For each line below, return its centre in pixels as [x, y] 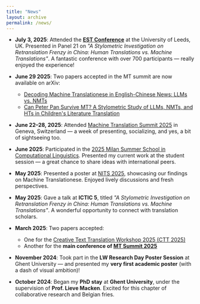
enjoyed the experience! [44, 65]
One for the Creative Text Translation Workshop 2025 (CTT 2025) [105, 240]
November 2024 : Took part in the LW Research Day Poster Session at [102, 258]
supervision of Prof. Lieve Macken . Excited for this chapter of [91, 288]
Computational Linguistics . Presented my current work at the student [100, 156]
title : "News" [24, 12]
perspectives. [32, 186]
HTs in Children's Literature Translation [72, 113]
